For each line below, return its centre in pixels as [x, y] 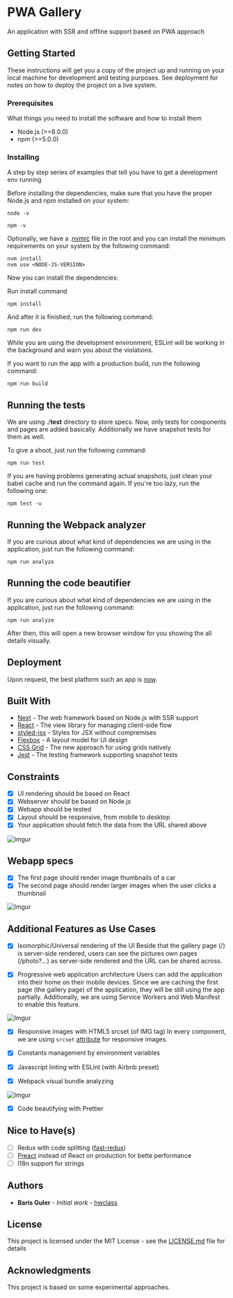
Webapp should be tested [54, 809]
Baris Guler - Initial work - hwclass [67, 1202]
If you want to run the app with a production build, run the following [104, 364]
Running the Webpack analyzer [77, 525]
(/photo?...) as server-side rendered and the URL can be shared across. [120, 961]
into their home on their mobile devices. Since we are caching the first [118, 982]
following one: [27, 491]
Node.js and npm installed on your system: [69, 201]
